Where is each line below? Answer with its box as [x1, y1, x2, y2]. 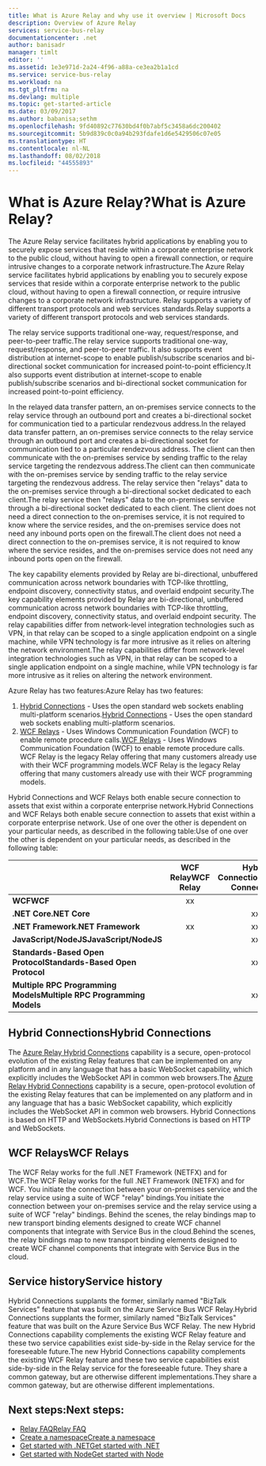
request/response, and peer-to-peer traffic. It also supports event [8, 344, 222, 354]
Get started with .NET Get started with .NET [19, 1441, 160, 1451]
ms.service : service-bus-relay [8, 71, 112, 79]
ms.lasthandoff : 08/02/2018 [8, 152, 101, 160]
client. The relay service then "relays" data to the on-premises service [8, 495, 235, 505]
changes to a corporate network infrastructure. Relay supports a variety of [8, 295, 251, 306]
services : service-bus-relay [8, 26, 104, 34]
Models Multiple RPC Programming [12, 990, 146, 1001]
